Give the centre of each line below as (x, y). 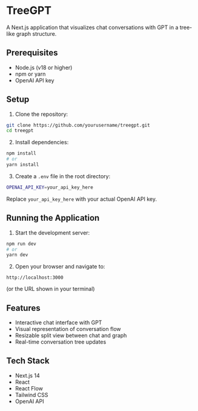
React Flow (29, 388)
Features (23, 308)
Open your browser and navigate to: (60, 267)
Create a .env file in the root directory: (63, 176)
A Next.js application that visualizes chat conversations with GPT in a (92, 27)
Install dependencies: (42, 142)
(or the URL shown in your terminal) (51, 289)
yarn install (23, 165)
